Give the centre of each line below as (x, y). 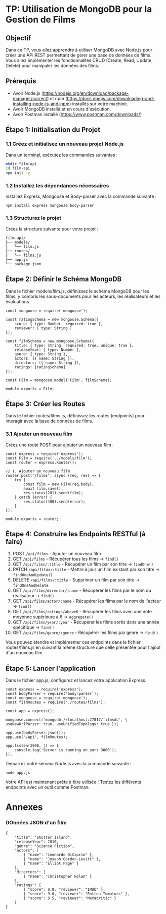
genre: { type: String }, (41, 354)
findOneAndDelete (31, 586)
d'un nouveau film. (25, 653)
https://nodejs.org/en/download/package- (86, 93)
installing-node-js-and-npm (41, 104)
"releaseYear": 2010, (37, 842)
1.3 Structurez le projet (33, 218)
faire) (14, 542)
